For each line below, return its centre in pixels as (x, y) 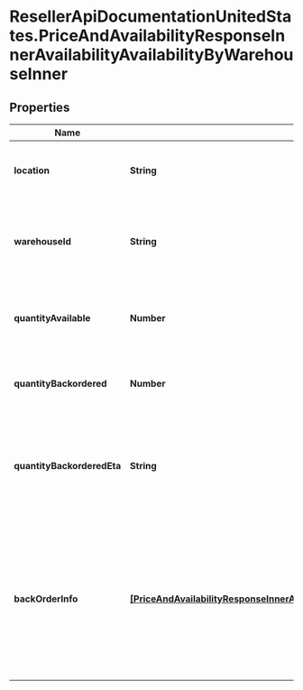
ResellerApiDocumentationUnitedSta (151, 17)
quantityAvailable (52, 318)
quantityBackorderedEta (68, 466)
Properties (40, 107)
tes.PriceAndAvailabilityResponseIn (147, 36)
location (32, 170)
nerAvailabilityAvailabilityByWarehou (151, 55)
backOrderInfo (46, 599)
